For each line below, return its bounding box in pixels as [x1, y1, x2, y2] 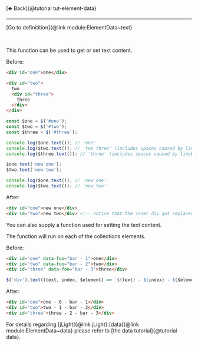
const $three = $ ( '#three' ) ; [6, 129, 78, 135]
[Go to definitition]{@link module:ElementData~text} [6, 24, 133, 31]
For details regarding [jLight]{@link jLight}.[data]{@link [6, 321, 140, 328]
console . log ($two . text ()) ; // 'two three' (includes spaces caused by [6, 145, 183, 151]
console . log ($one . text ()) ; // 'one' [6, 140, 96, 146]
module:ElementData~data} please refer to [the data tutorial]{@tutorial [6, 327, 177, 334]
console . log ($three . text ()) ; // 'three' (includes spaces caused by [6, 151, 178, 157]
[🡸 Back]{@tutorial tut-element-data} [6, 5, 97, 12]
